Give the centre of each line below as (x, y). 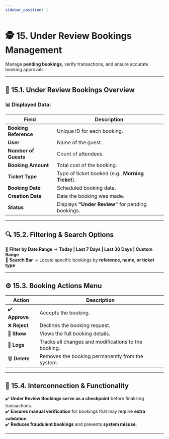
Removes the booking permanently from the (91, 356)
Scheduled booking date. (87, 188)
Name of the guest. (79, 143)
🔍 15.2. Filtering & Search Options (60, 234)
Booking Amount (28, 166)
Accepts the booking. (65, 313)
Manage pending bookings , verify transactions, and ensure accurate (77, 64)
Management (34, 50)
